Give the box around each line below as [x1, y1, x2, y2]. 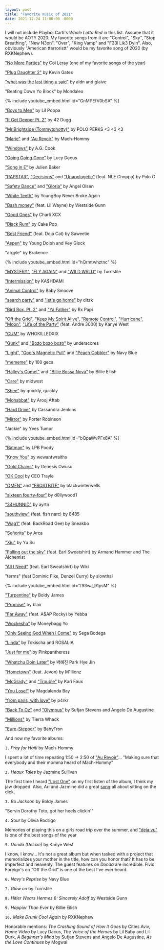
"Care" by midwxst [5, 378, 43, 384]
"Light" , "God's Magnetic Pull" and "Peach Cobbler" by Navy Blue [5, 350, 138, 356]
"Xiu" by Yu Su [5, 540, 35, 546]
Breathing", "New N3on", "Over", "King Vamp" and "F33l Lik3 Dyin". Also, [5, 40, 152, 46]
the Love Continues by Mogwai [5, 939, 67, 945]
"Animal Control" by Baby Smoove [5, 287, 74, 294]
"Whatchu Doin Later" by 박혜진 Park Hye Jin [5, 659, 95, 665]
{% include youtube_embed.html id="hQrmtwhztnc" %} [5, 259, 117, 265]
